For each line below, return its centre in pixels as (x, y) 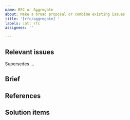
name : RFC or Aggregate (29, 10)
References (23, 96)
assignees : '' (19, 28)
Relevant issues (30, 52)
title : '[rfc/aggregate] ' (32, 19)
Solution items (28, 112)
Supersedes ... (19, 64)
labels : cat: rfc (23, 23)
